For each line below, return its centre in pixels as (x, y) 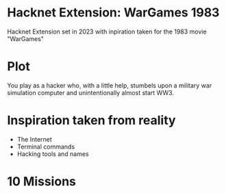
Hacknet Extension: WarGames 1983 (113, 13)
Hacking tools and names (53, 154)
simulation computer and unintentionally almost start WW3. (91, 92)
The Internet (35, 139)
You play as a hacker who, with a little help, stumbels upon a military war (110, 85)
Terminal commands (46, 146)
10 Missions (42, 181)
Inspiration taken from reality (91, 120)
